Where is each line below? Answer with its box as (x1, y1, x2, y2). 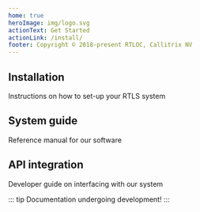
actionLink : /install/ (8, 33, 83, 42)
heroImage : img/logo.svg (8, 19, 90, 27)
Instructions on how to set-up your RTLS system (8, 91, 166, 100)
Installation (8, 70, 65, 84)
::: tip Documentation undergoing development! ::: (8, 195, 170, 204)
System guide (8, 114, 78, 127)
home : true (8, 11, 44, 20)
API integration (8, 158, 84, 172)
